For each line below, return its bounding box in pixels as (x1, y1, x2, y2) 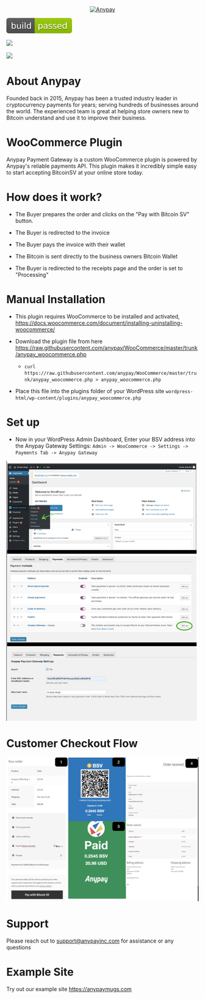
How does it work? (6, 190, 103, 205)
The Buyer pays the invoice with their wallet (15, 241, 126, 248)
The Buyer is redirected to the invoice (15, 228, 110, 236)
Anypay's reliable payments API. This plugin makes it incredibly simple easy (6, 162, 197, 170)
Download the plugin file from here (15, 337, 103, 345)
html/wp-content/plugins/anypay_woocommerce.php (15, 395, 142, 401)
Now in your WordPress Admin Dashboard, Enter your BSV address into (15, 435, 195, 443)
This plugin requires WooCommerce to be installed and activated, (15, 312, 180, 320)
